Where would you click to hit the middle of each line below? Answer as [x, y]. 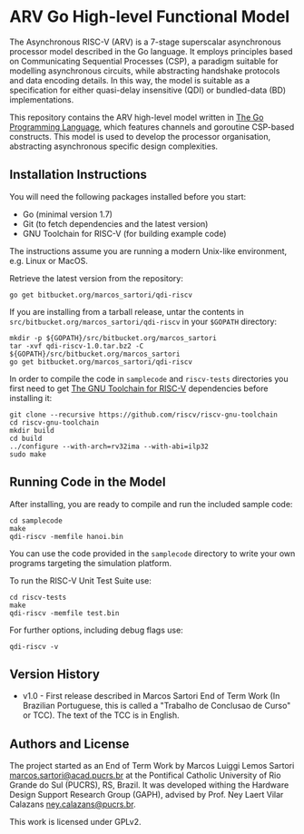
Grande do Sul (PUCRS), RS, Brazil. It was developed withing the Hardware [149, 785]
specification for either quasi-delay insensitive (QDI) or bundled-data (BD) [148, 90]
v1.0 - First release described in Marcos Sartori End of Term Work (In [151, 696]
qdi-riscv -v [34, 646]
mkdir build [32, 430]
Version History [54, 674]
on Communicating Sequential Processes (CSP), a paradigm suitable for [144, 61]
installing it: [31, 397]
